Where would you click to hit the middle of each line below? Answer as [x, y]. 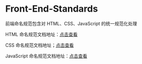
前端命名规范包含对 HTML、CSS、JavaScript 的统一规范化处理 [71, 23]
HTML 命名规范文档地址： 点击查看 [41, 34]
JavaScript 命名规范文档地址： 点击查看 [46, 56]
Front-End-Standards [52, 9]
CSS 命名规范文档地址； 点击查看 [40, 45]
